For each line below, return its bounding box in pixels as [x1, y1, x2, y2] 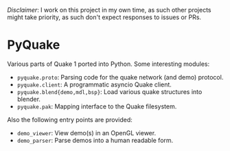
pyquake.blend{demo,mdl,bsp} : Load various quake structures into [16, 87, 203, 95]
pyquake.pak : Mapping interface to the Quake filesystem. [16, 102, 177, 111]
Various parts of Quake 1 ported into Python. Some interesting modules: [7, 60, 210, 68]
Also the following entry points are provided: [7, 115, 133, 124]
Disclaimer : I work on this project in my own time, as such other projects [7, 6, 211, 14]
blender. [16, 95, 41, 103]
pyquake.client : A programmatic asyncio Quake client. [16, 80, 172, 89]
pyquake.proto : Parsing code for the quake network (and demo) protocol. [16, 73, 224, 81]
